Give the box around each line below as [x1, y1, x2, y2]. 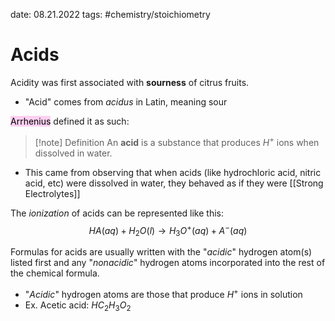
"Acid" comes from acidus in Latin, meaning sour [24, 95, 228, 108]
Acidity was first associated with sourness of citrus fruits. [10, 76, 250, 88]
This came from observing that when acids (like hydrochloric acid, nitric [24, 166, 322, 178]
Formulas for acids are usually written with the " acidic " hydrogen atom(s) [10, 246, 313, 258]
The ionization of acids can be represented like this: [10, 207, 224, 219]
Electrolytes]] [24, 187, 81, 199]
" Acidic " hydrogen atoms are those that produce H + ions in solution [24, 287, 303, 300]
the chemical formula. [10, 267, 100, 279]
